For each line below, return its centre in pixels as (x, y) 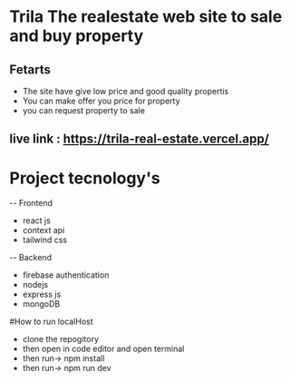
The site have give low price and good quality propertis (126, 91)
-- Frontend (31, 203)
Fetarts (30, 69)
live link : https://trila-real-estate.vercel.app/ (139, 139)
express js (42, 294)
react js (37, 220)
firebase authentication (66, 275)
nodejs (35, 285)
